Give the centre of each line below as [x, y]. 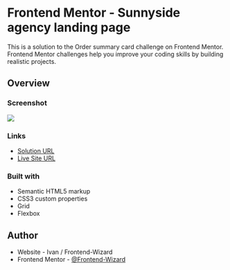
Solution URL [36, 151]
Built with [24, 176]
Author [23, 235]
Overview [29, 84]
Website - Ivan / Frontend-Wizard [65, 252]
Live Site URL [36, 158]
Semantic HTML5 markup [54, 192]
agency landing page [69, 27]
